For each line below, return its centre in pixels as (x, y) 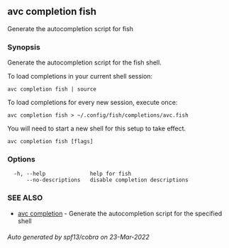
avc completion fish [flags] (50, 142)
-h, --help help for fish (73, 174)
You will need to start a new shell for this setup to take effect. (97, 129)
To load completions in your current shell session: (80, 77)
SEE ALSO (25, 198)
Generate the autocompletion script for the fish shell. (84, 62)
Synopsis (24, 47)
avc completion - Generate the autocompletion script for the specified (120, 213)
